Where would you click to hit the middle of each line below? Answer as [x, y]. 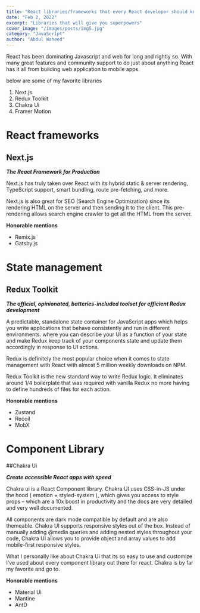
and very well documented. [40, 507]
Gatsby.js [26, 243]
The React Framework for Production [53, 172]
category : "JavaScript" [36, 34]
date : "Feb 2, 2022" [32, 17]
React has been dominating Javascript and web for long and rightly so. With [99, 56]
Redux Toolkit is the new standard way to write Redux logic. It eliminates [95, 376]
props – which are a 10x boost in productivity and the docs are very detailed [99, 501]
